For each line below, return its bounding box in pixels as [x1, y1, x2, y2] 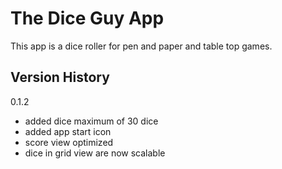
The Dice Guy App [10, 7, 165, 30]
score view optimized [24, 136, 114, 148]
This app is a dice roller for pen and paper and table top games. [10, 40, 273, 52]
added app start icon [24, 125, 112, 137]
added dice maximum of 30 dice [24, 115, 159, 127]
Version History [10, 69, 110, 86]
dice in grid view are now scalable [24, 147, 166, 159]
